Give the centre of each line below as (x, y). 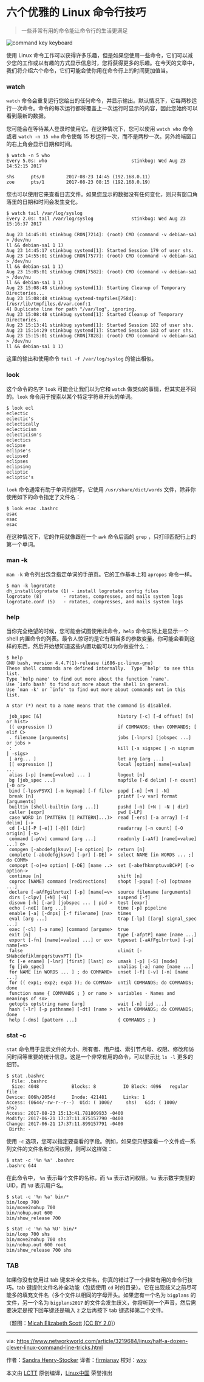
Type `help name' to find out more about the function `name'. (88, 679)
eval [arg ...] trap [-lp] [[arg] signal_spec (103, 919)
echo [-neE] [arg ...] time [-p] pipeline (88, 908)
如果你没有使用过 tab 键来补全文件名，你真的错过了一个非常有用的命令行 (97, 1280)
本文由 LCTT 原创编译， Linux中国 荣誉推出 (59, 1373)
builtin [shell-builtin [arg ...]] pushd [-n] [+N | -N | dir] (99, 807)
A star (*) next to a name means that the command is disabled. (89, 706)
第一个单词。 (22, 544)
